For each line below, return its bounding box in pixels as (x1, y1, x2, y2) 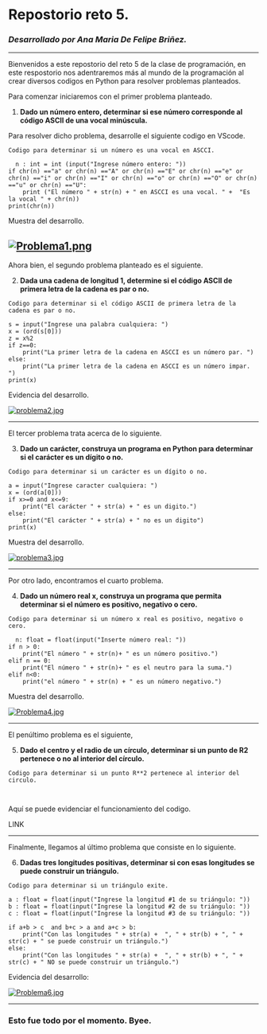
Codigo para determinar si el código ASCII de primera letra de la (8, 300, 237, 308)
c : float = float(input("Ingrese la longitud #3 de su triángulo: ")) (8, 910, 250, 918)
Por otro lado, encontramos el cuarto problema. (8, 576, 164, 586)
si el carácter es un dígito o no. (19, 452, 124, 462)
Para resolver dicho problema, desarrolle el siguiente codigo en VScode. (8, 131, 246, 141)
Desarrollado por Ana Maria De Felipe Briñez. (8, 34, 188, 45)
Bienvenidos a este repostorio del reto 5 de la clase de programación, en (8, 60, 246, 69)
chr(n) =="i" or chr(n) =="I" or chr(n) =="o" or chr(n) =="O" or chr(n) (8, 174, 258, 182)
